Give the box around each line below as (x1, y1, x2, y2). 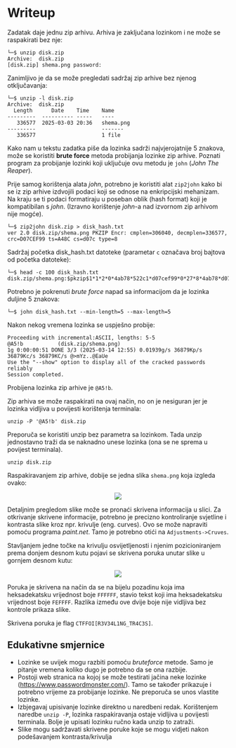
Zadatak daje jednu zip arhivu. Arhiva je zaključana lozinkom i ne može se (7, 28, 221, 36)
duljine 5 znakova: (7, 295, 60, 303)
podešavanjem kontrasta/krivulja (17, 732, 112, 741)
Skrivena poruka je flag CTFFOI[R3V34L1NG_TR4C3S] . (7, 619, 153, 627)
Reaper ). (7, 166, 33, 175)
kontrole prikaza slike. (7, 605, 71, 613)
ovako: (7, 479, 27, 487)
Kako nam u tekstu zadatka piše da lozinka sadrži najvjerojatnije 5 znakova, (7, 144, 225, 152)
